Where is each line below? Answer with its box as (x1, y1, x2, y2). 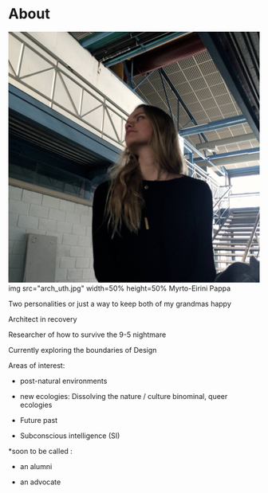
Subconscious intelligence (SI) (19, 431, 120, 440)
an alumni (19, 461, 53, 471)
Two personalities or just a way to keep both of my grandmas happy (8, 299, 231, 308)
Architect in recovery (8, 314, 77, 323)
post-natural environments (19, 376, 108, 385)
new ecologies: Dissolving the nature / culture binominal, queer (19, 391, 228, 401)
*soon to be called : (8, 446, 73, 456)
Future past (19, 415, 58, 425)
